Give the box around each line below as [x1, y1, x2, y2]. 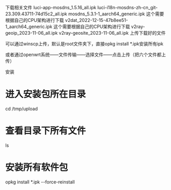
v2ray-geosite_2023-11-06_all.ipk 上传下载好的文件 [58, 30, 166, 36]
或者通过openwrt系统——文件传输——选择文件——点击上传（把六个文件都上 [5, 51, 166, 58]
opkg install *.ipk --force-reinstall [5, 179, 75, 185]
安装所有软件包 [5, 162, 68, 173]
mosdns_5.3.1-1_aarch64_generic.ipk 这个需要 [68, 11, 164, 17]
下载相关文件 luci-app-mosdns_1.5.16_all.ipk [5, 5, 96, 10]
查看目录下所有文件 [5, 125, 86, 137]
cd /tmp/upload [5, 105, 38, 112]
